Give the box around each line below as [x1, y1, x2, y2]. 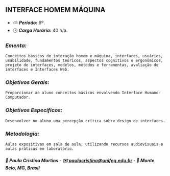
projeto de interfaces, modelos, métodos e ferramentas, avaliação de [5, 62, 159, 68]
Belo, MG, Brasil [5, 165, 40, 171]
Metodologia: [5, 130, 40, 137]
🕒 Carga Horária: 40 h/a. [12, 27, 68, 33]
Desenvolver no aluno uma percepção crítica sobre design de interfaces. [5, 118, 166, 123]
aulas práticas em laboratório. [5, 146, 74, 151]
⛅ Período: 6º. [12, 19, 45, 26]
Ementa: [5, 42, 27, 49]
